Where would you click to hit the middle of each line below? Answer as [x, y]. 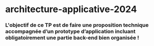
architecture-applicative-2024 [71, 9]
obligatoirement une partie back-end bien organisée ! [72, 38]
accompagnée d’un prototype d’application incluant [70, 31]
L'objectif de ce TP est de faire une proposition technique [77, 25]
